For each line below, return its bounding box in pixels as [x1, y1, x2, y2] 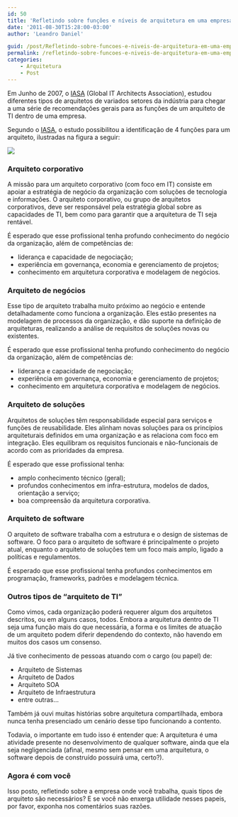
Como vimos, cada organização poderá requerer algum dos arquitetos [7, 608, 212, 616]
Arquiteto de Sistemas [17, 665, 83, 674]
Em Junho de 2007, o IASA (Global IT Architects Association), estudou [7, 89, 212, 97]
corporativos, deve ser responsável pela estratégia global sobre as [7, 202, 202, 211]
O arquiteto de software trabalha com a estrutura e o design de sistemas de [7, 530, 228, 538]
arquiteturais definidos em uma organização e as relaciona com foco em [7, 431, 218, 439]
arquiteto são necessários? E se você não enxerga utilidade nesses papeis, [7, 794, 227, 803]
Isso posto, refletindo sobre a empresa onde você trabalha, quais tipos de [7, 787, 223, 796]
